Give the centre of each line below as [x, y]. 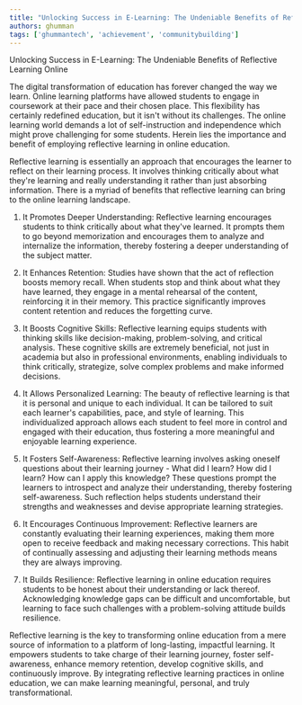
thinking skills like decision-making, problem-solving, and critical [142, 338]
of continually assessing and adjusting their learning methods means [150, 553]
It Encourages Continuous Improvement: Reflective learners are [140, 524]
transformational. [41, 692]
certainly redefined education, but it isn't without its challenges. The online [148, 116]
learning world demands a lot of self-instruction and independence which [145, 125]
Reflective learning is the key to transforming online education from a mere [148, 636]
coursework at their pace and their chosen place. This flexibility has [135, 106]
